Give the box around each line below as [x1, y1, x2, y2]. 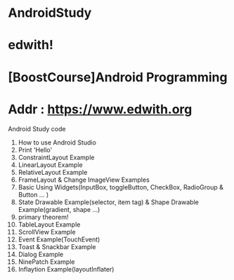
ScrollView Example [18, 227, 76, 236]
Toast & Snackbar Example [18, 242, 96, 251]
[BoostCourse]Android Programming [8, 69, 228, 85]
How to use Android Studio [18, 138, 97, 147]
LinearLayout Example [18, 160, 83, 169]
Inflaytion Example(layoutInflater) [18, 265, 115, 273]
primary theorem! [18, 213, 69, 221]
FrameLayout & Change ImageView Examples [18, 175, 150, 184]
